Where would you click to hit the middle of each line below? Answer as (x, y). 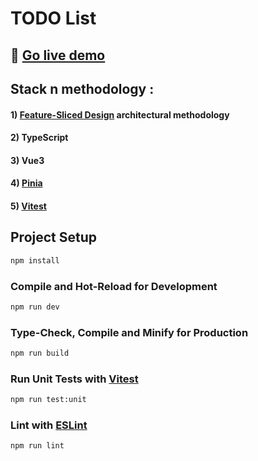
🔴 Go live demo (58, 55)
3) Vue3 (27, 160)
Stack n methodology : (82, 88)
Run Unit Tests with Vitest (74, 379)
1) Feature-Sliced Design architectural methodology (120, 114)
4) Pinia (26, 183)
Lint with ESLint (49, 425)
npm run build (40, 353)
